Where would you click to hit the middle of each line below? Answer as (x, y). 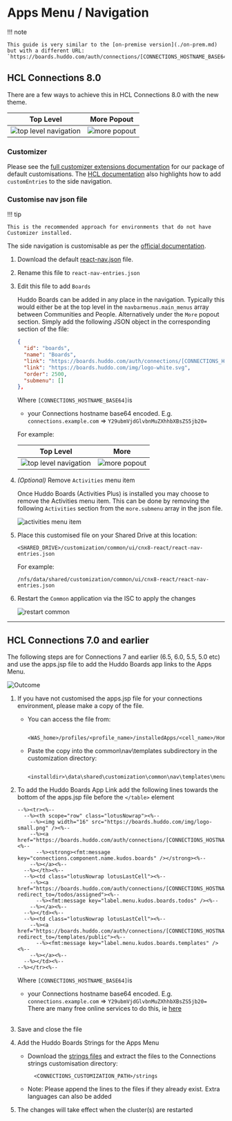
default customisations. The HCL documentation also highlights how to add (114, 174)
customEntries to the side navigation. (60, 182)
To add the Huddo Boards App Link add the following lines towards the (118, 790)
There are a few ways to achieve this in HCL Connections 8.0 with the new (113, 94)
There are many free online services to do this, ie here (104, 1009)
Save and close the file (50, 1030)
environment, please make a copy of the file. (80, 706)
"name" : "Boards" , (50, 355)
